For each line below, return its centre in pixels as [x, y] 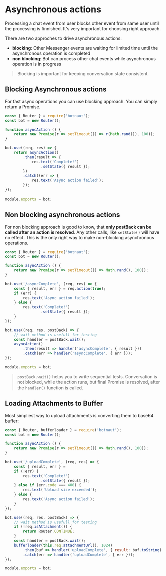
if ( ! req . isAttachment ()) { [43, 527]
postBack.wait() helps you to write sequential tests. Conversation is [87, 376]
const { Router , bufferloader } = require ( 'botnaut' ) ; [63, 430]
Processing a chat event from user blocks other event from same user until [82, 23]
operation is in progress [37, 64]
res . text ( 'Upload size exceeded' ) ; [60, 490]
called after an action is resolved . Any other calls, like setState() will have [82, 232]
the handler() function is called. [50, 388]
